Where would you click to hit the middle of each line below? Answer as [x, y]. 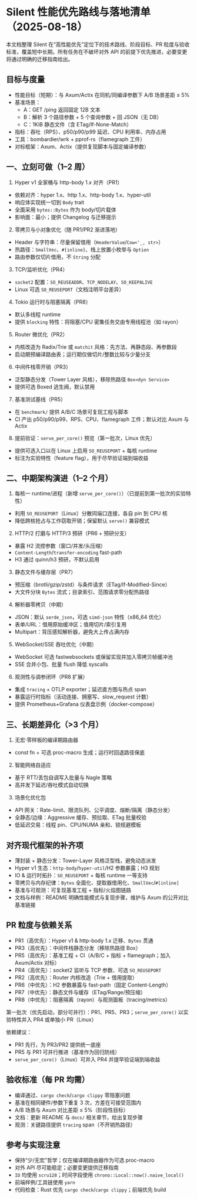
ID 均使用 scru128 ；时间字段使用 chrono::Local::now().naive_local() [99, 1175]
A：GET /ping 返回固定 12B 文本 [62, 109]
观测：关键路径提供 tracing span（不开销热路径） [75, 1125]
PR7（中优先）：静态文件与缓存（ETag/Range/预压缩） [80, 992]
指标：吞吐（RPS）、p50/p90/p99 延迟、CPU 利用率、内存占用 [90, 132]
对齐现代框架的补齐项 [45, 845]
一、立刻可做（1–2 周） [48, 167]
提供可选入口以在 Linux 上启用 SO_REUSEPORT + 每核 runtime [86, 450]
